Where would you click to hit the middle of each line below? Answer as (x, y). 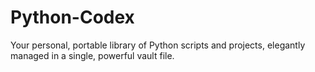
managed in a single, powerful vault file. (92, 55)
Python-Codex (72, 17)
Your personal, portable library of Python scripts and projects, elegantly (158, 45)
